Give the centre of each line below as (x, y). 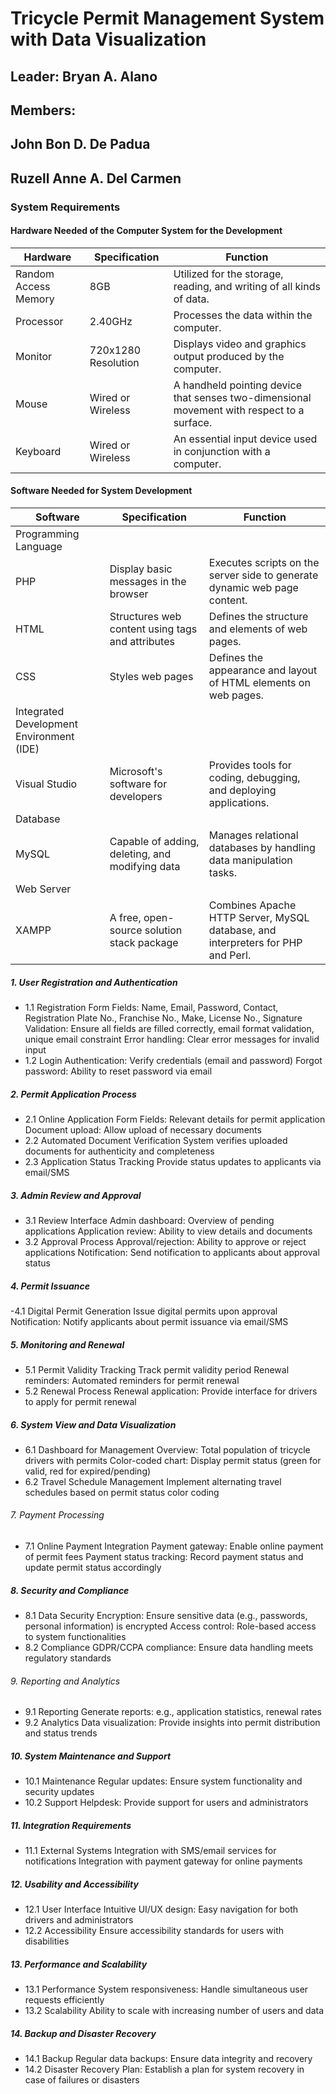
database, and (242, 930)
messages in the (148, 582)
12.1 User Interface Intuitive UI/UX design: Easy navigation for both (161, 1909)
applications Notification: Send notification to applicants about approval (172, 1252)
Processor (39, 321)
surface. (193, 422)
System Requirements (65, 207)
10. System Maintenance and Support (91, 1756)
